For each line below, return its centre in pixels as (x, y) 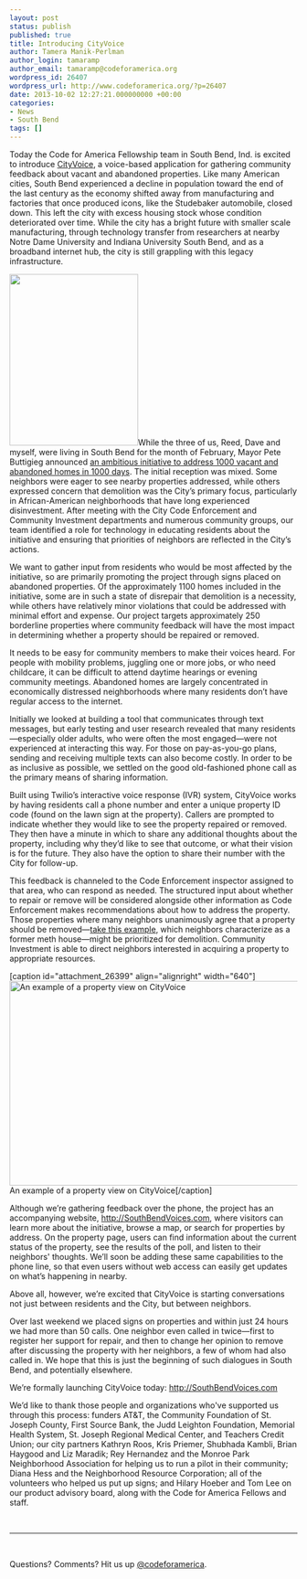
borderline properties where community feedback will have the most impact (152, 625)
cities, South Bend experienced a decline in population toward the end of (147, 183)
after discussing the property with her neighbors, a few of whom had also (148, 1350)
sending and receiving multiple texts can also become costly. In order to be (151, 758)
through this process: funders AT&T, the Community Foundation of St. (141, 1415)
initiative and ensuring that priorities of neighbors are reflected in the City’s (150, 539)
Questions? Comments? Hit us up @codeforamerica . (108, 1564)
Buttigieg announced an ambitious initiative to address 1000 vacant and (144, 462)
